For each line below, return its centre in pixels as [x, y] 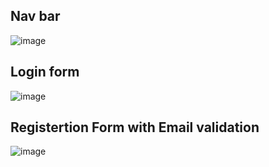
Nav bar [35, 16]
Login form [45, 72]
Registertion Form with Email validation [135, 127]
